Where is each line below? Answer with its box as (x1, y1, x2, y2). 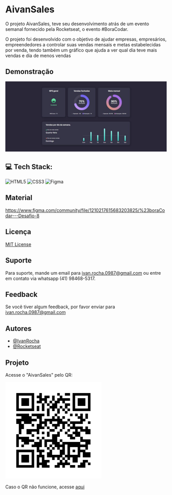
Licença (5, 227, 32, 236)
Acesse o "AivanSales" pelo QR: (5, 372, 73, 378)
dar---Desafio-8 (5, 213, 40, 219)
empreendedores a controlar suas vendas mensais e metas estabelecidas (5, 41, 161, 47)
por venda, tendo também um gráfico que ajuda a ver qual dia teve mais (5, 47, 157, 53)
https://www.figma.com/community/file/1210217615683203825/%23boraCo (5, 207, 165, 213)
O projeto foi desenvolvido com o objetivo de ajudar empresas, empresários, (5, 36, 167, 42)
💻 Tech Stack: (5, 162, 53, 171)
